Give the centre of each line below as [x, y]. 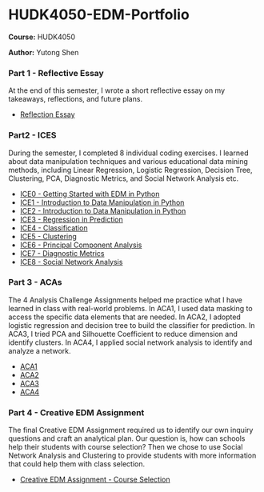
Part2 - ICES [32, 135]
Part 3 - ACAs [35, 282]
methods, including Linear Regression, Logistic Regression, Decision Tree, [131, 170]
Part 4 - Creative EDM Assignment [76, 412]
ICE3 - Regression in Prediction [72, 219]
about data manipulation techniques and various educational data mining [128, 161]
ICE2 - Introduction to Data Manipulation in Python [103, 210]
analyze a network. [40, 350]
